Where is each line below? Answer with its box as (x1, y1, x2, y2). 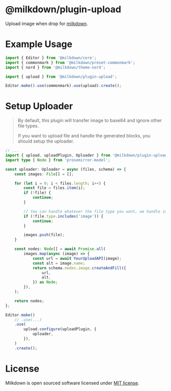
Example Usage (5, 38, 73, 50)
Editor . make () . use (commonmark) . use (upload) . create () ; (5, 83, 122, 88)
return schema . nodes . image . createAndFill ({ (32, 265, 126, 270)
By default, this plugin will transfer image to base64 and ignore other (17, 118, 162, 124)
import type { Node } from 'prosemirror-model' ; (5, 157, 110, 163)
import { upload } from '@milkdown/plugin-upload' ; (5, 74, 117, 79)
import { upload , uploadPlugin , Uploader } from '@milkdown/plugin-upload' (5, 153, 169, 158)
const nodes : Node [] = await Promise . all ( (14, 246, 106, 251)
